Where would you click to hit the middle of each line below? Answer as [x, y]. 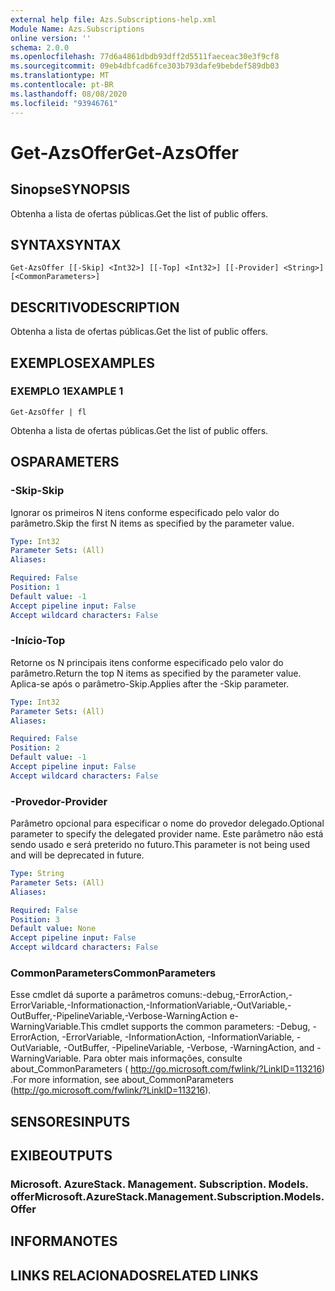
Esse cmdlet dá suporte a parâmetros [87, 995]
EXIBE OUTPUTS [61, 1156]
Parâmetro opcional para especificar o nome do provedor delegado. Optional [167, 823]
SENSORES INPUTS [70, 1121]
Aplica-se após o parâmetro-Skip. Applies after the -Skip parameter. [150, 683]
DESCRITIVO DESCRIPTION [95, 307]
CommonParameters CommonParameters [113, 973]
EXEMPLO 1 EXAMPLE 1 [67, 391]
